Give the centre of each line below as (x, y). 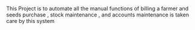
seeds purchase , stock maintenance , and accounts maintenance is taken (97, 15)
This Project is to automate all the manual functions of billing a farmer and (97, 9)
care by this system (31, 21)
